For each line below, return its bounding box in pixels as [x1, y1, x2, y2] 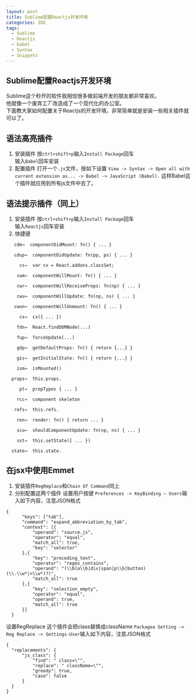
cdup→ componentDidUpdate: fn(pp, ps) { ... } [14, 252, 133, 258]
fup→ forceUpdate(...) [16, 335, 75, 341]
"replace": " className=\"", [32, 662, 104, 669]
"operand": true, [32, 596, 75, 602]
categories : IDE [6, 19, 46, 25]
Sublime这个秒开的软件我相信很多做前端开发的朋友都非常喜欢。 [6, 93, 160, 100]
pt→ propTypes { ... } [19, 387, 78, 392]
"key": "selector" [32, 544, 78, 551]
